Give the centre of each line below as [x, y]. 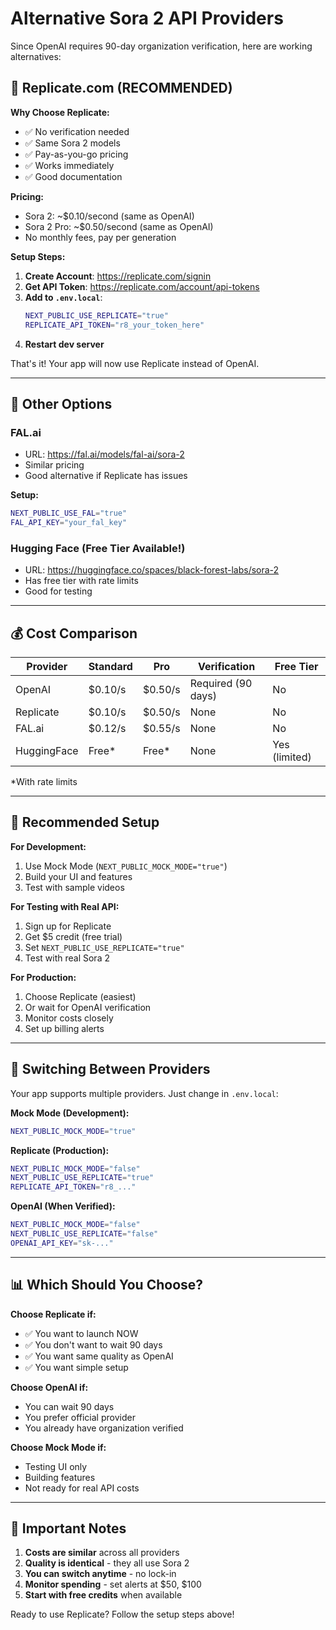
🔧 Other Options [61, 403]
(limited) [292, 757]
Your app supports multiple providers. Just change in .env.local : [144, 1093]
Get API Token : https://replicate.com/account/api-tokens [142, 286]
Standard [110, 667]
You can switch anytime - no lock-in [100, 1574]
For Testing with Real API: [65, 906]
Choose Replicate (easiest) [80, 996]
